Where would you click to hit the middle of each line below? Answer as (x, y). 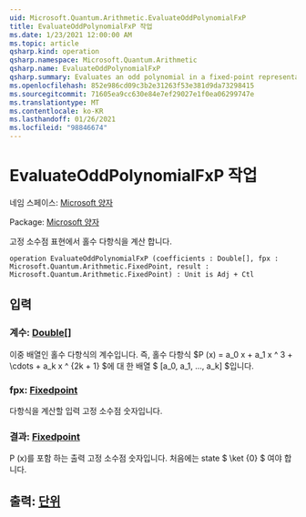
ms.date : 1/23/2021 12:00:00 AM (71, 35)
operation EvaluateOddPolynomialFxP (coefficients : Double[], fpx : (144, 258)
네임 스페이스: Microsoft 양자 (61, 202)
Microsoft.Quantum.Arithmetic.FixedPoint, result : (109, 266)
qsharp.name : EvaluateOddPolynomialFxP (85, 69)
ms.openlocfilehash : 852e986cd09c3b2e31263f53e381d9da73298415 (132, 86)
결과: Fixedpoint (45, 436)
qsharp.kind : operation (55, 52)
